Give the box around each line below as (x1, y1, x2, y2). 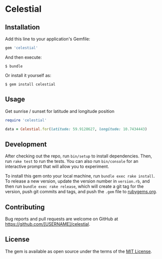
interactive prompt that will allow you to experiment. (5, 163, 109, 170)
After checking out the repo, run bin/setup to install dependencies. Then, (5, 153, 152, 159)
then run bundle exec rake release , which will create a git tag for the (5, 183, 144, 189)
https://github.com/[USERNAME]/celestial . (5, 221, 90, 227)
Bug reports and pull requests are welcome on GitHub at (5, 216, 119, 222)
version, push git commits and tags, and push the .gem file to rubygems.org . (5, 189, 158, 195)
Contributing (5, 203, 45, 211)
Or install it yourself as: (5, 72, 51, 78)
